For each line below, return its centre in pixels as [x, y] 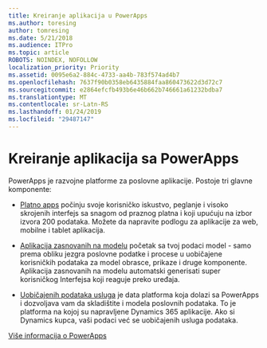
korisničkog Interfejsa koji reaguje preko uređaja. [100, 279]
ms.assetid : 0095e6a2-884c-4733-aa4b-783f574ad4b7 [94, 75]
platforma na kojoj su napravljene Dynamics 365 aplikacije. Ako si [127, 311]
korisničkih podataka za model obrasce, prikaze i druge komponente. [133, 262]
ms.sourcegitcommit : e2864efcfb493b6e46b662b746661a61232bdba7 [116, 90]
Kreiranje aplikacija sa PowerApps [124, 159]
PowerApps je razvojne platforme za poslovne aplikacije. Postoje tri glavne [130, 181]
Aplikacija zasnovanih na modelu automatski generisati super [120, 271]
